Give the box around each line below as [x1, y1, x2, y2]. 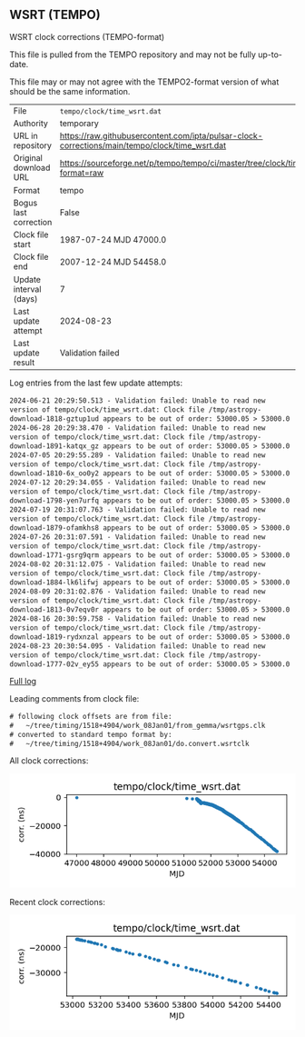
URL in [13, 131, 38, 142]
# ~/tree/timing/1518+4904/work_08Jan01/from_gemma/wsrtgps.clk [9, 721, 266, 730]
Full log [9, 675, 37, 686]
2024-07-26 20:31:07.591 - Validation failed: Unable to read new [9, 532, 266, 542]
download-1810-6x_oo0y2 [9, 468, 100, 478]
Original [13, 153, 44, 164]
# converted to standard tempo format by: [9, 730, 172, 739]
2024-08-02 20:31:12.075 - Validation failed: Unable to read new [9, 559, 266, 569]
